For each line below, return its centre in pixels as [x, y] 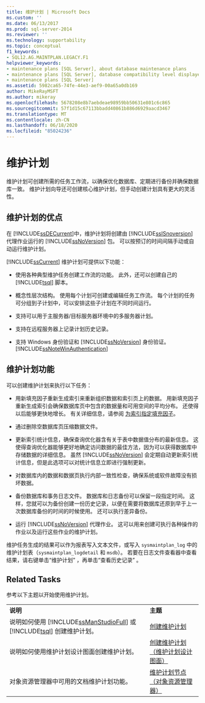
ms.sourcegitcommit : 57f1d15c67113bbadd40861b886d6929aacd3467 [88, 108]
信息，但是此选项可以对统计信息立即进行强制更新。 [85, 462]
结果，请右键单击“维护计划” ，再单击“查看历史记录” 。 [74, 560]
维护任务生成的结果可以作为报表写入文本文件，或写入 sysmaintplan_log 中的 [102, 544]
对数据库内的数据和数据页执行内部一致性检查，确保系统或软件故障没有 [103, 475]
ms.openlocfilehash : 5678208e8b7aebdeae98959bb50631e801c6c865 [88, 103]
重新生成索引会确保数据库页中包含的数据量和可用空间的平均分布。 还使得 [107, 406]
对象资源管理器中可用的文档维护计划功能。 [71, 682]
